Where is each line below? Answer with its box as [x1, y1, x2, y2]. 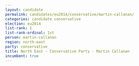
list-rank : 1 [5, 26, 32, 31]
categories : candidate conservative [5, 16, 81, 21]
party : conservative [5, 44, 48, 49]
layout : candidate [5, 7, 43, 12]
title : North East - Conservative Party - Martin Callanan [5, 49, 130, 54]
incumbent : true [5, 53, 39, 59]
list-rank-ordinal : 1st [5, 30, 55, 35]
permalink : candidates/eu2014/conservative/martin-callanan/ [5, 12, 135, 17]
